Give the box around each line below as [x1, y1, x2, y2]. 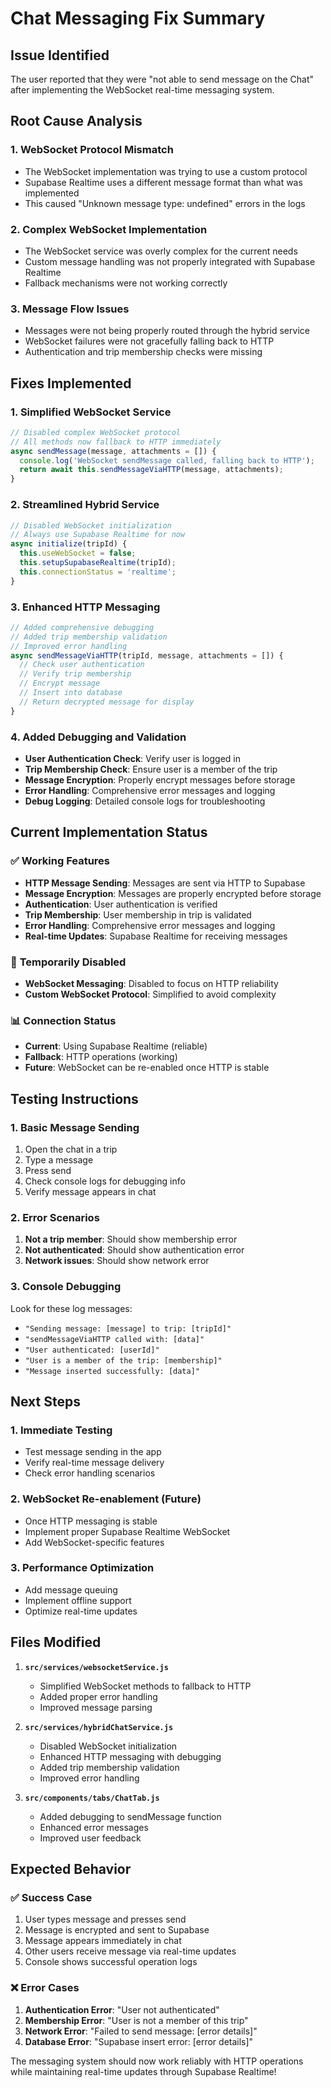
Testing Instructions [10, 1090, 139, 1107]
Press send [24, 1164, 72, 1176]
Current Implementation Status [10, 824, 208, 841]
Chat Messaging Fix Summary [10, 7, 266, 30]
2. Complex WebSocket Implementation [10, 222, 208, 236]
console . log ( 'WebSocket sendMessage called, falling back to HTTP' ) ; [19, 455, 315, 466]
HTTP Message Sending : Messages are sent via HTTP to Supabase [24, 877, 306, 889]
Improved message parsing [39, 1701, 153, 1713]
